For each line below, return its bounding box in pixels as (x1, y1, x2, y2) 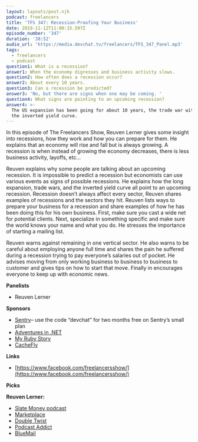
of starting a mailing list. (6, 228, 65, 235)
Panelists (6, 282, 29, 289)
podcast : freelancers (6, 14, 60, 20)
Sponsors (6, 305, 31, 312)
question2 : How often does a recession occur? (6, 74, 123, 80)
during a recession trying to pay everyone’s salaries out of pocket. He (6, 252, 175, 259)
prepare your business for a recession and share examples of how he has (6, 203, 184, 210)
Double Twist (14, 417, 47, 424)
